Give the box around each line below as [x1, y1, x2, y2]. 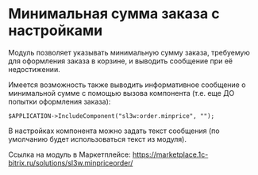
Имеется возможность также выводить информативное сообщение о [8, 80, 246, 89]
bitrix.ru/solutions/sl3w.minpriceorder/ [8, 158, 133, 167]
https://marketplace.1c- [132, 150, 209, 159]
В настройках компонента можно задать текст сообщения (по [8, 126, 220, 135]
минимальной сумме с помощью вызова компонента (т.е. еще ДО [8, 88, 235, 97]
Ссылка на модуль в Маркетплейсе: [8, 150, 131, 159]
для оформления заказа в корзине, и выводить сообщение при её [8, 56, 233, 66]
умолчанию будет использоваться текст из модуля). [8, 134, 187, 143]
